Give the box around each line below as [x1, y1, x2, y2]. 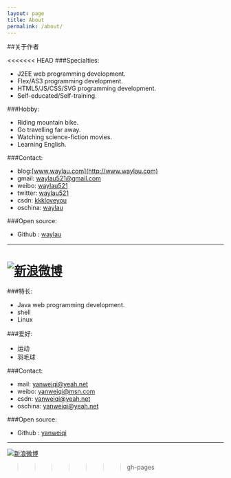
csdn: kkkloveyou [16, 196, 67, 205]
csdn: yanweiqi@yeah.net [16, 395, 91, 403]
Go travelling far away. [16, 125, 81, 134]
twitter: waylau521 [16, 189, 69, 197]
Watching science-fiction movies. [16, 133, 112, 141]
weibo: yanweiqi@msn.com [16, 387, 96, 396]
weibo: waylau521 [16, 182, 68, 190]
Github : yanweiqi [16, 428, 67, 437]
